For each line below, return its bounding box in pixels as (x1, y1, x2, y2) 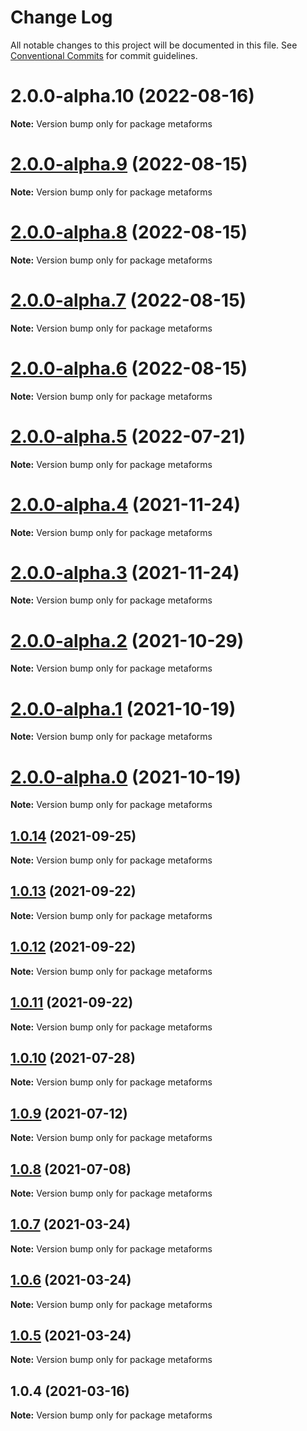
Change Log (10, 6, 113, 29)
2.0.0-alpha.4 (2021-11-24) (10, 493, 242, 516)
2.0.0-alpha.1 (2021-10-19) (10, 697, 237, 720)
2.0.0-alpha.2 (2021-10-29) (10, 629, 245, 652)
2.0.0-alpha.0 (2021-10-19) (10, 766, 242, 788)
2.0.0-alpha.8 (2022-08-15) (10, 221, 248, 243)
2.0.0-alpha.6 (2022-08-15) (10, 357, 248, 380)
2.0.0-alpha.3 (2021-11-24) (10, 561, 240, 584)
